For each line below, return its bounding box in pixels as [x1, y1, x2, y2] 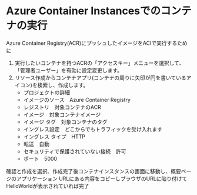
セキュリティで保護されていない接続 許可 [23, 147, 126, 155]
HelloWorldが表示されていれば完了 [6, 182, 89, 189]
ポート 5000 [23, 155, 58, 162]
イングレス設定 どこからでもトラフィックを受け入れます [23, 125, 163, 133]
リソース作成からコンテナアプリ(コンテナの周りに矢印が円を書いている [14, 74, 186, 81]
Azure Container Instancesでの [6, 4, 161, 18]
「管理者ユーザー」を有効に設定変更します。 [14, 67, 123, 74]
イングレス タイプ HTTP [23, 133, 85, 140]
